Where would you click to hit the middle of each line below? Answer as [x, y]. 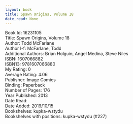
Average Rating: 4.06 [26, 75]
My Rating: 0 [18, 69]
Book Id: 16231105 [23, 33]
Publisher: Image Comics [30, 80]
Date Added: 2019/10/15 [29, 106]
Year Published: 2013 [27, 95]
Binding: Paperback [25, 85]
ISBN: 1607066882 [24, 59]
